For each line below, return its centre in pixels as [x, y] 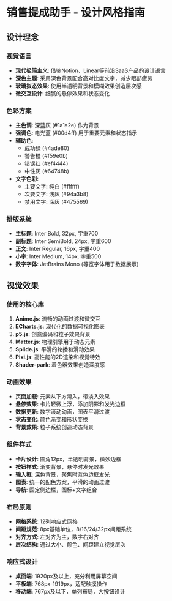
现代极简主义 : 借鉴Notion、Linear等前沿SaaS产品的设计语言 [91, 70]
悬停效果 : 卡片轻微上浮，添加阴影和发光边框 [70, 404]
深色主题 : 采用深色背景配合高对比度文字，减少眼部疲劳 [84, 78]
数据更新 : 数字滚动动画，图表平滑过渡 [62, 412]
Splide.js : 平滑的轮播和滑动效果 [55, 349]
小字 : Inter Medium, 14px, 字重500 [58, 256]
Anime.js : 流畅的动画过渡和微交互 [58, 319]
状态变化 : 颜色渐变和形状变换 [52, 419]
